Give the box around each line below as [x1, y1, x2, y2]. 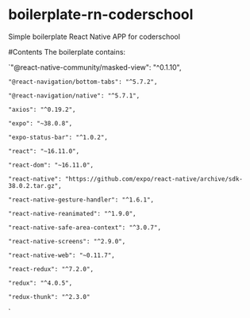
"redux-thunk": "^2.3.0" [8, 293, 90, 301]
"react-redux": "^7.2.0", [8, 265, 94, 273]
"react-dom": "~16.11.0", [8, 161, 94, 169]
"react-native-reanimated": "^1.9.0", [8, 209, 137, 217]
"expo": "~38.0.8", [8, 119, 73, 128]
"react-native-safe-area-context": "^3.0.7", [8, 224, 161, 232]
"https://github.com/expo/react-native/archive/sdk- [64, 174, 244, 183]
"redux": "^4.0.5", [8, 279, 73, 287]
